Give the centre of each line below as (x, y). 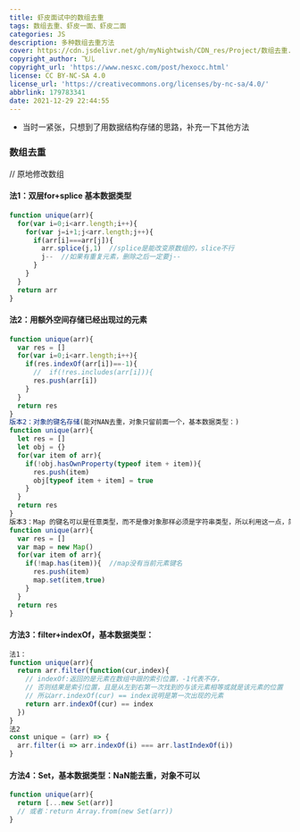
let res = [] (42, 439)
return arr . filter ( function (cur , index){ (93, 671)
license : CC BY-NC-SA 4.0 (57, 76)
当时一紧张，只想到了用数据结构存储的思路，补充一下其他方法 (136, 127)
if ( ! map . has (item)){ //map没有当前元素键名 (104, 564)
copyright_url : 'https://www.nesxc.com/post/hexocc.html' (119, 68)
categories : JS (37, 34)
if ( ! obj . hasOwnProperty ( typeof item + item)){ (113, 464)
